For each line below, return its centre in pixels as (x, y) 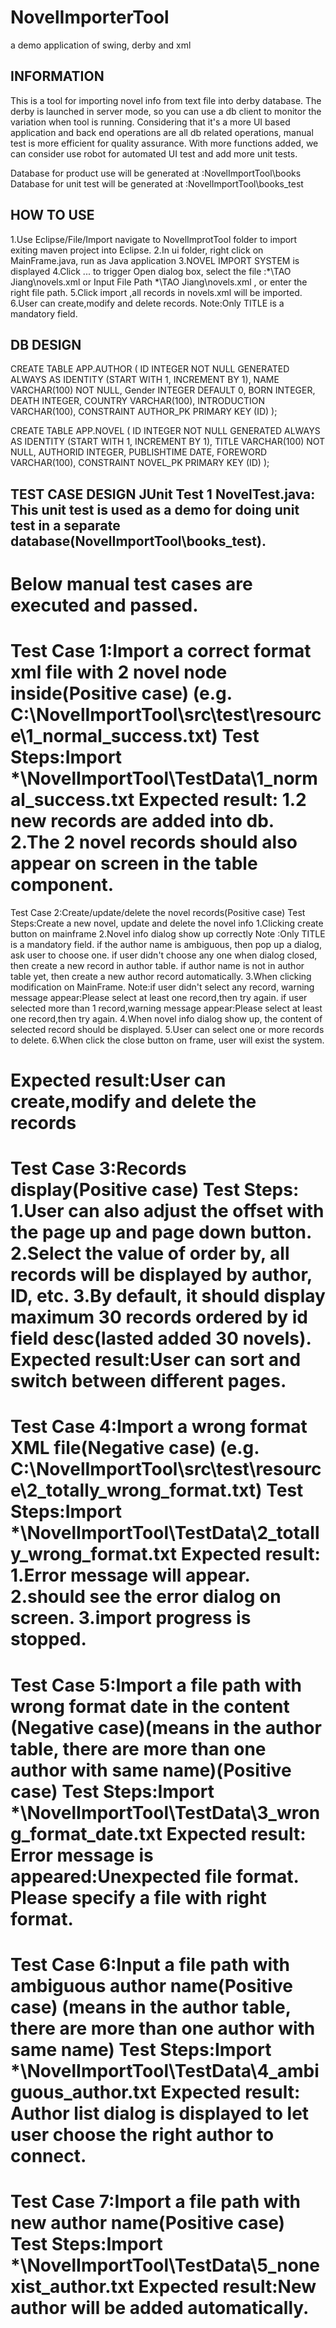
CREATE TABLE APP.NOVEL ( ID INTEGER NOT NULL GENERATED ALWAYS (165, 431)
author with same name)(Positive (151, 1770)
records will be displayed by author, (161, 1275)
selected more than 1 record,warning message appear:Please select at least (166, 1008)
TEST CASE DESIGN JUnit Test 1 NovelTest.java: (163, 494)
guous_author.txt (83, 2092)
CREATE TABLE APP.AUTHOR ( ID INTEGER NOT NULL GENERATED (150, 369)
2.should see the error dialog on (146, 1597)
